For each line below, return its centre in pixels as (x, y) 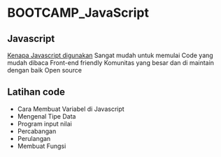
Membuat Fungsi (42, 146)
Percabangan (37, 131)
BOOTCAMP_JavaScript (78, 13)
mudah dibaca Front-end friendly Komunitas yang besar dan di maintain (111, 63)
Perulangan (34, 138)
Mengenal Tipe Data (47, 116)
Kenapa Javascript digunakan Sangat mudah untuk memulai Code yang (110, 55)
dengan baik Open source (45, 70)
